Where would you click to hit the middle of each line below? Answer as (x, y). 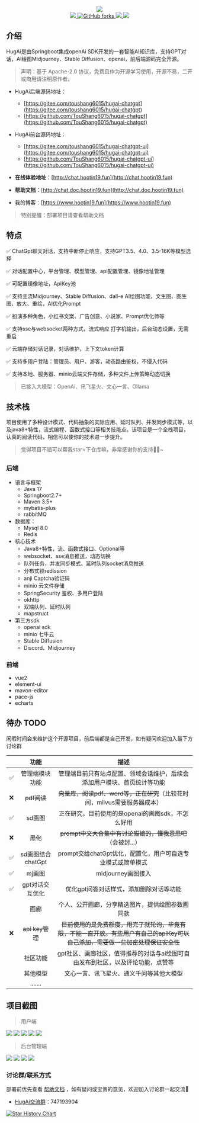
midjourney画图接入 (123, 873)
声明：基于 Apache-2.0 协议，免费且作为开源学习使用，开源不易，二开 (107, 71)
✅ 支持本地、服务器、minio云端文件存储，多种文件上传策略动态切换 (88, 374)
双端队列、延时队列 (47, 607)
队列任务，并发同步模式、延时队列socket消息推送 (84, 563)
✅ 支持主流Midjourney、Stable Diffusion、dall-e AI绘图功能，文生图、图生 (97, 296)
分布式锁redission (45, 570)
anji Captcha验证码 (46, 578)
